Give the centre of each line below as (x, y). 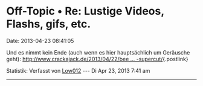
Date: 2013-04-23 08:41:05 (40, 41)
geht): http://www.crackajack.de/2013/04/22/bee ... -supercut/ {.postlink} (97, 59)
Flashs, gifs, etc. (49, 24)
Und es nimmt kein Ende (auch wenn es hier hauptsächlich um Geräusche (98, 52)
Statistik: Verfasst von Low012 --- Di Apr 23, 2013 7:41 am (78, 70)
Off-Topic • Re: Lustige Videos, (85, 11)
